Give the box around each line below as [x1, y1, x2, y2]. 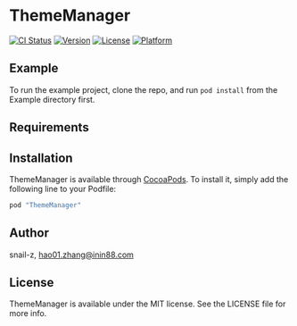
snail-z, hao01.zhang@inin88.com [9, 249, 134, 260]
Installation [9, 150, 73, 165]
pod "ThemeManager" [9, 200, 82, 210]
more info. [9, 308, 47, 319]
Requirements [9, 120, 89, 135]
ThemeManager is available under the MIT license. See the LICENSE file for [9, 298, 286, 309]
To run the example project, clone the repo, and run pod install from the [9, 84, 278, 95]
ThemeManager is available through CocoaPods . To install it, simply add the [9, 173, 289, 184]
